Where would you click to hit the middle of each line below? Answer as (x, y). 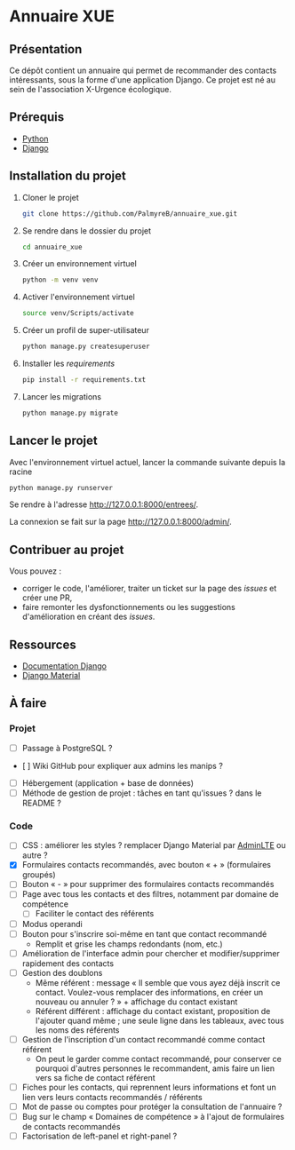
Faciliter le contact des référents (95, 914)
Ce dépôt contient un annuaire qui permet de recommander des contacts (143, 70)
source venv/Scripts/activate (78, 313)
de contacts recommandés (71, 1127)
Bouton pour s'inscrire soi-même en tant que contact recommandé (144, 933)
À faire (28, 703)
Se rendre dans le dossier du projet (87, 230)
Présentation (46, 49)
